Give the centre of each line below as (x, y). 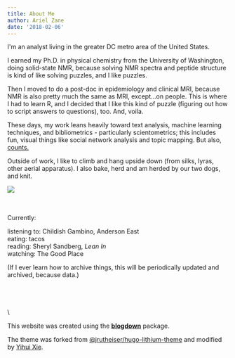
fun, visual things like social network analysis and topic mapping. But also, (115, 140)
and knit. (20, 176)
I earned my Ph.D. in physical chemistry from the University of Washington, (116, 60)
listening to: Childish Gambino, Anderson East (73, 231)
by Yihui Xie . (25, 347)
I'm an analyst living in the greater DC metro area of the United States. (109, 47)
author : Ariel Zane (36, 20)
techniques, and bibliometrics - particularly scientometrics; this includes (112, 133)
